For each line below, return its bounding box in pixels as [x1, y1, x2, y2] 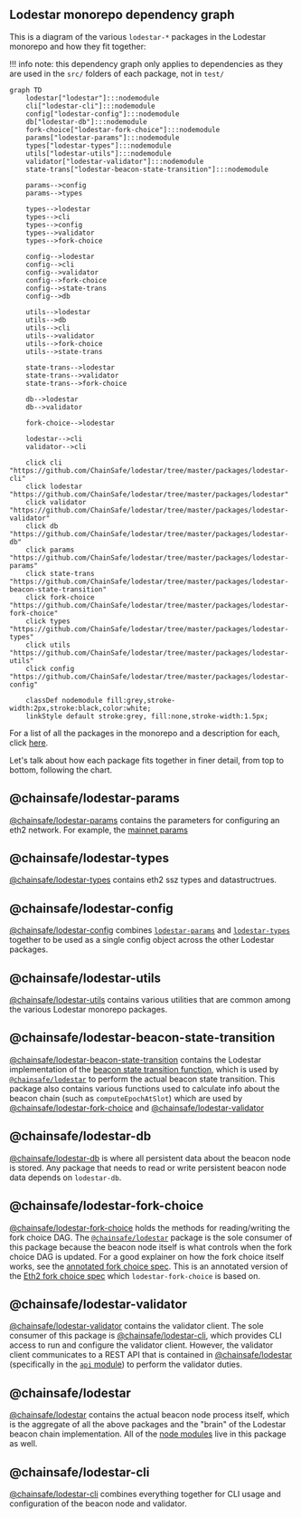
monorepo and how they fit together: [9, 41, 146, 52]
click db [25, 521, 59, 531]
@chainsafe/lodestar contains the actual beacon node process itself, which [9, 1409, 290, 1420]
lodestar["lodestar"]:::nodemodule [25, 93, 160, 102]
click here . [9, 737, 49, 748]
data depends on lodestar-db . [9, 1172, 122, 1183]
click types [25, 616, 71, 626]
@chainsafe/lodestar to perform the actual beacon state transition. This [9, 1073, 276, 1084]
